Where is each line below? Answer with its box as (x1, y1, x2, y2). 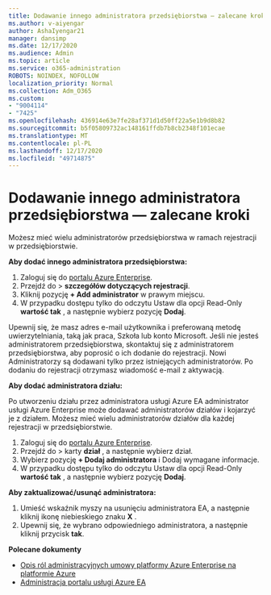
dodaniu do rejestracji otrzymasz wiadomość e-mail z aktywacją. (8, 365, 224, 375)
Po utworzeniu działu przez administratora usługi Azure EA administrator (8, 397, 249, 406)
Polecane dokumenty (8, 545, 82, 555)
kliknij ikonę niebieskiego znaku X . (19, 512, 137, 522)
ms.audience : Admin (8, 49, 74, 57)
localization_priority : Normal (8, 79, 114, 87)
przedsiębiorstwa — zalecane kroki (8, 206, 250, 224)
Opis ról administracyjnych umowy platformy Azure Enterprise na (19, 560, 236, 570)
